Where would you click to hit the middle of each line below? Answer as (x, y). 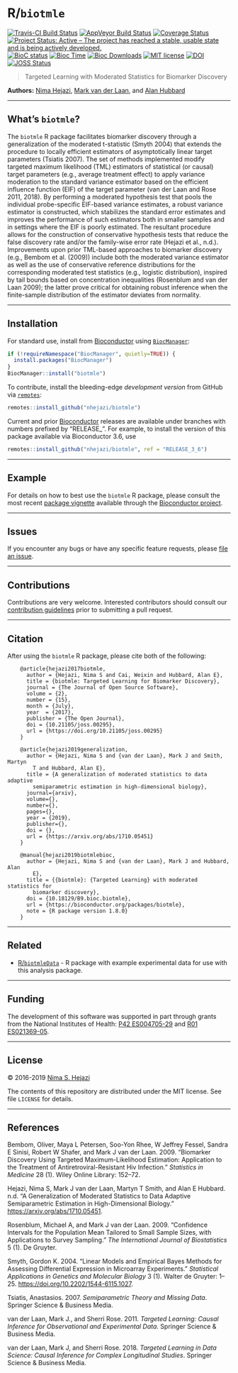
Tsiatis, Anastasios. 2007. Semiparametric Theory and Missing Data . (107, 1298)
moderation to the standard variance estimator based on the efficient (108, 182)
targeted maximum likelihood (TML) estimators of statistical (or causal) (110, 166)
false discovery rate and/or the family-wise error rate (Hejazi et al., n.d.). (113, 242)
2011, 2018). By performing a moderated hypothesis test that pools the (110, 197)
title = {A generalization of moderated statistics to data (117, 775)
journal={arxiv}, (52, 793)
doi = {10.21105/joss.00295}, (70, 725)
